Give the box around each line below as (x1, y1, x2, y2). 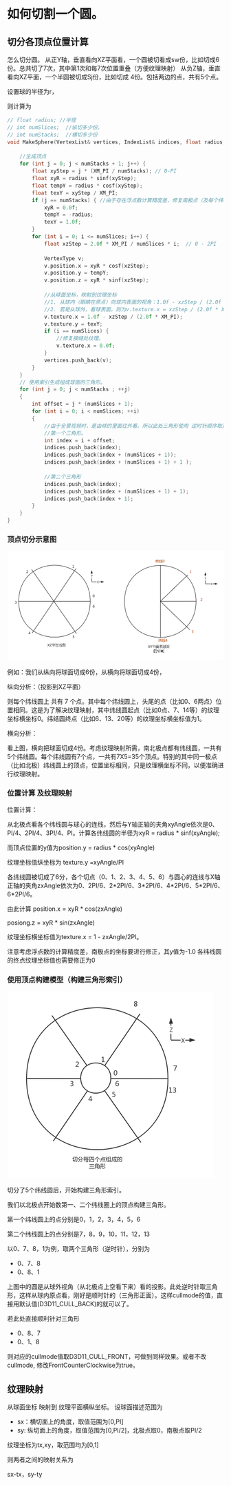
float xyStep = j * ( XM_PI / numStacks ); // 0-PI (32, 168, 177, 175)
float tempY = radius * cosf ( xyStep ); (32, 182, 143, 189)
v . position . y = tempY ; (43, 270, 109, 277)
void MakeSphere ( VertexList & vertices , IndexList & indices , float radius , (7, 139, 226, 146)
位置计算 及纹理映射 (7, 788, 73, 798)
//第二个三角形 (43, 473, 81, 480)
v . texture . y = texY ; (43, 320, 103, 328)
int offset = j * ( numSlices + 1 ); (32, 401, 134, 408)
